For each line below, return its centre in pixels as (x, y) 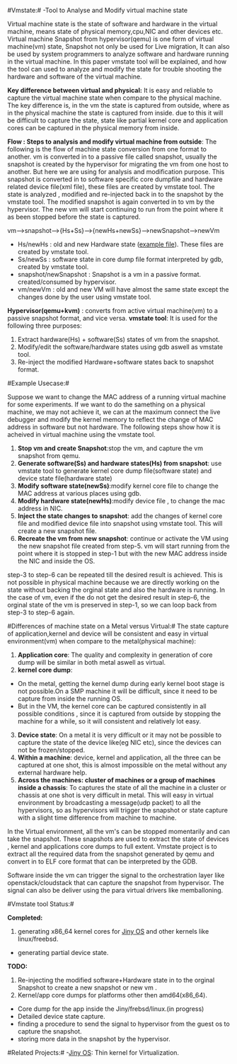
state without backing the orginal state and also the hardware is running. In (116, 590)
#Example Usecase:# (38, 383)
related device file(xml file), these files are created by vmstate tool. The (111, 187)
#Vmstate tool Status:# (41, 904)
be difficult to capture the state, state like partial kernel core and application (118, 120)
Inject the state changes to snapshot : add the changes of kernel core (120, 516)
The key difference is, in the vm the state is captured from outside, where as (118, 105)
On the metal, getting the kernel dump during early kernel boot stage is (121, 683)
